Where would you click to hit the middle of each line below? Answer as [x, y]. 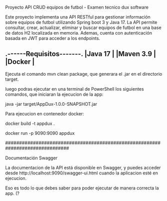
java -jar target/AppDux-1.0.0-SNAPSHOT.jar [51, 104]
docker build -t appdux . [30, 123]
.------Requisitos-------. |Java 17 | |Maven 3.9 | [81, 54]
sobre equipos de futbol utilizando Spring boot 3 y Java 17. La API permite [81, 22]
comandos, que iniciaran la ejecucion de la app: [54, 94]
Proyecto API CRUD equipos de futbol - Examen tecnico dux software [77, 7]
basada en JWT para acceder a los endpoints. [53, 38]
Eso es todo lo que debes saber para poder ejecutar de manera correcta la [82, 188]
